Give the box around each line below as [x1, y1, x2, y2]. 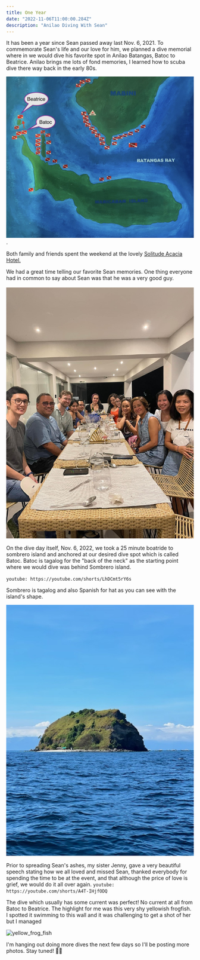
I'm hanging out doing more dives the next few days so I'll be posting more [6, 941, 189, 948]
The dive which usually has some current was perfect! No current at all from [6, 899, 193, 906]
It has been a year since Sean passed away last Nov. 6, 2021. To [6, 39, 164, 47]
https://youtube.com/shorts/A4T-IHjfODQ [6, 888, 108, 894]
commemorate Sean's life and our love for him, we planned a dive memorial [6, 45, 192, 53]
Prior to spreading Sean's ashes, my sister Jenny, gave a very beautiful [6, 862, 181, 869]
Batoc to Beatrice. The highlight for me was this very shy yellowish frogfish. [6, 905, 192, 912]
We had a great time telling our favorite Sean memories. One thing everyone [6, 268, 193, 275]
